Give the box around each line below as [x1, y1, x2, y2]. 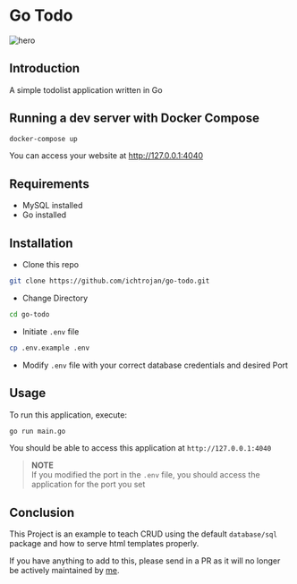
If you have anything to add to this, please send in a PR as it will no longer [9, 555, 281, 566]
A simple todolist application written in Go [9, 84, 163, 95]
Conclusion [9, 504, 75, 520]
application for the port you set [30, 479, 146, 490]
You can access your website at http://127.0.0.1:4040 [9, 150, 204, 161]
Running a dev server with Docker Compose [9, 111, 259, 126]
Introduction [9, 61, 81, 76]
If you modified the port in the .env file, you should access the [30, 470, 261, 480]
